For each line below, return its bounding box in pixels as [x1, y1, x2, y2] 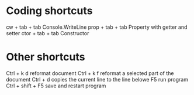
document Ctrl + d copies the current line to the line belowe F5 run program [6, 76, 189, 83]
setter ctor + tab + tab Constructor [6, 29, 89, 36]
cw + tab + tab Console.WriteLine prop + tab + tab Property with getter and [6, 23, 188, 30]
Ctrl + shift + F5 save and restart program [6, 82, 106, 89]
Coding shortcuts [6, 4, 93, 18]
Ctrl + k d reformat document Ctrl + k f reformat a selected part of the [6, 69, 174, 77]
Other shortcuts [6, 50, 85, 64]
